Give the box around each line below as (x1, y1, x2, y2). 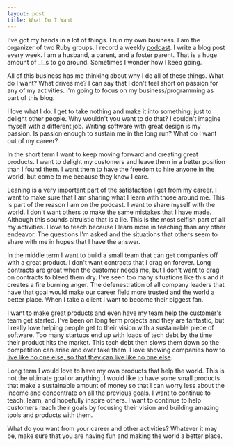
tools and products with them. (7, 411, 93, 419)
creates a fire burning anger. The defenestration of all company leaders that (7, 280, 225, 288)
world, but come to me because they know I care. (7, 172, 150, 181)
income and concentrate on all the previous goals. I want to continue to (7, 389, 211, 397)
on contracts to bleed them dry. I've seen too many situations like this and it (7, 273, 224, 282)
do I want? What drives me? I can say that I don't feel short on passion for (7, 79, 218, 87)
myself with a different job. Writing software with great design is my (7, 122, 201, 130)
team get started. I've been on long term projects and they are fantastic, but (7, 316, 225, 324)
